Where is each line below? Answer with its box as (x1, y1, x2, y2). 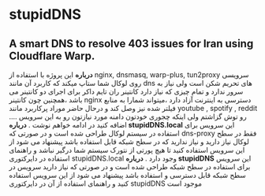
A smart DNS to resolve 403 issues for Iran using (9, 37, 254, 50)
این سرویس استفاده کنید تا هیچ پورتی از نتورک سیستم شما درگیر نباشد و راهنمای (9, 146, 245, 154)
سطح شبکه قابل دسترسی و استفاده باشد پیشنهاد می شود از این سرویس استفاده (9, 171, 247, 179)
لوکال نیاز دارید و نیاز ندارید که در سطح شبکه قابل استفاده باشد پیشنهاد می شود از (9, 137, 249, 146)
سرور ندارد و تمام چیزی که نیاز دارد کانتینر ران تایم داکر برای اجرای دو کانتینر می (9, 87, 244, 96)
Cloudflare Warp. (9, 49, 95, 62)
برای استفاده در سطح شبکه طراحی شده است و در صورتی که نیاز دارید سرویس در (9, 162, 251, 171)
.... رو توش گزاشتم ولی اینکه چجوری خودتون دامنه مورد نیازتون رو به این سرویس (9, 112, 247, 121)
